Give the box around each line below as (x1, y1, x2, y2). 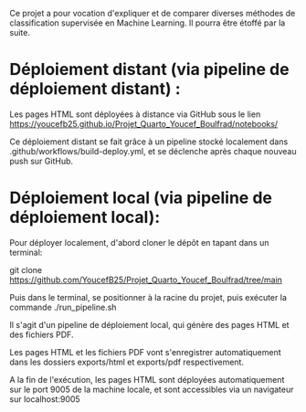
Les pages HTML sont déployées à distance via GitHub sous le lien (9, 109, 261, 120)
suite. (9, 27, 30, 37)
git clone (9, 264, 43, 275)
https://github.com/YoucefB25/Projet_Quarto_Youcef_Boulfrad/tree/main (9, 274, 283, 285)
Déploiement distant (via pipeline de (9, 59, 290, 80)
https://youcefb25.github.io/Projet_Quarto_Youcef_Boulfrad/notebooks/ (9, 118, 279, 129)
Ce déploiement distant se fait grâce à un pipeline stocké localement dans (9, 136, 289, 147)
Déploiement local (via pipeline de (9, 187, 272, 208)
